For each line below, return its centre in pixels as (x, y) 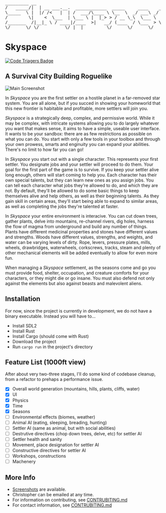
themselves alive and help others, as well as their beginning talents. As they (82, 196)
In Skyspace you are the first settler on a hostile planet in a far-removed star (83, 98)
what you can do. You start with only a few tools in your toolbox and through (83, 139)
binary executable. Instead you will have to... (50, 316)
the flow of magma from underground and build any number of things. (76, 226)
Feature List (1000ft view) (45, 362)
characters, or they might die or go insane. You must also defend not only (80, 278)
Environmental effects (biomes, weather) (54, 417)
